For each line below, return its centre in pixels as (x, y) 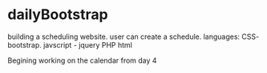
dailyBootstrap (58, 15)
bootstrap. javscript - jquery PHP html (70, 44)
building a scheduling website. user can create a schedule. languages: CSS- (133, 36)
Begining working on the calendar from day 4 (82, 60)
